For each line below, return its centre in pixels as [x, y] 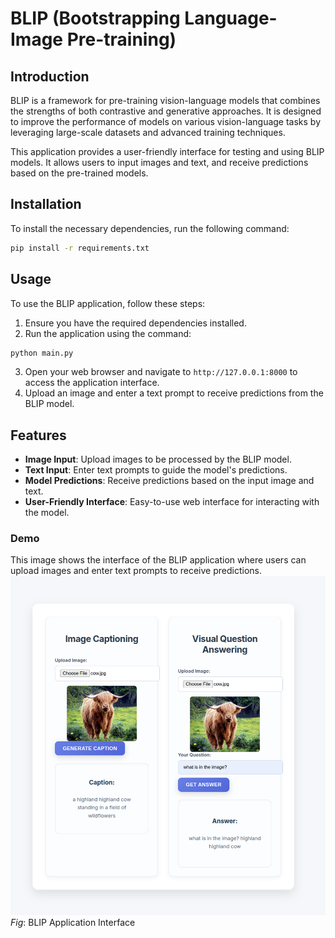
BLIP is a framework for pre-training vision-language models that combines [165, 100]
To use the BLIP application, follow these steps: [108, 303]
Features [38, 435]
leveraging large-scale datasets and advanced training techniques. [148, 132]
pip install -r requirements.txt [80, 248]
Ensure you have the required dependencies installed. [135, 323]
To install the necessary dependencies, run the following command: [150, 228]
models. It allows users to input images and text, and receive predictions [159, 162]
